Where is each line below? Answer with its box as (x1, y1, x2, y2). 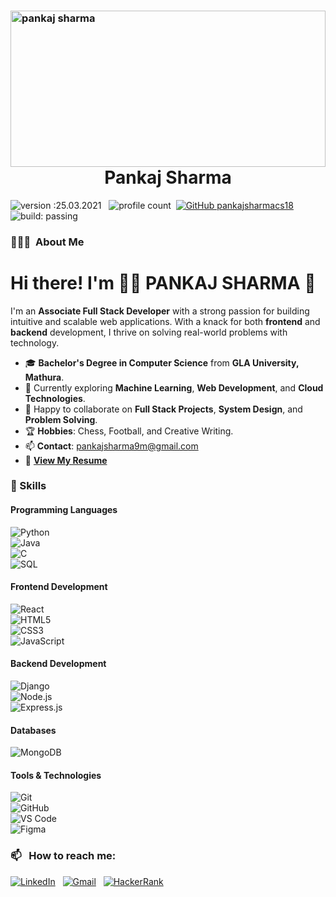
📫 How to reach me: (10, 849, 117, 863)
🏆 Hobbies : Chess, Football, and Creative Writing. (24, 425, 234, 437)
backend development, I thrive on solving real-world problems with (10, 326, 288, 338)
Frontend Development (10, 581, 108, 593)
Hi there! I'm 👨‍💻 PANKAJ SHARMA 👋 (10, 271, 317, 294)
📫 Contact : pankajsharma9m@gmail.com (24, 440, 199, 452)
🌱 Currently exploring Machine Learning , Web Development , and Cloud (24, 381, 324, 394)
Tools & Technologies (10, 769, 102, 781)
